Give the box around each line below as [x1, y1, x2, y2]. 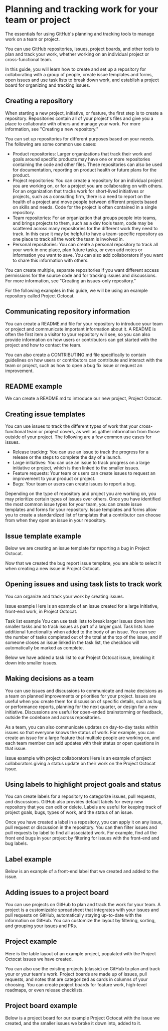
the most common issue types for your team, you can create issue [5, 501, 142, 507]
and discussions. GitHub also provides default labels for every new [5, 799, 143, 805]
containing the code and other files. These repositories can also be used [12, 161, 162, 167]
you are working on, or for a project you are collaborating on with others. [12, 183, 163, 189]
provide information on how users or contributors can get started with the [5, 336, 157, 342]
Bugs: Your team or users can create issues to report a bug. [12, 481, 136, 487]
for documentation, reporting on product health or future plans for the [12, 166, 157, 173]
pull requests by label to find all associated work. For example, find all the [5, 830, 157, 836]
